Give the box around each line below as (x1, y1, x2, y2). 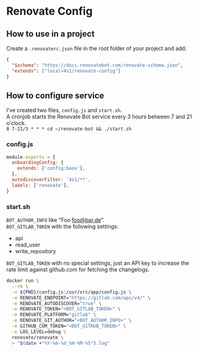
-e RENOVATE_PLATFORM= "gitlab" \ (12, 312, 97, 318)
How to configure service (6, 90, 104, 101)
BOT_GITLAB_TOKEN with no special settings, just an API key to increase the (6, 259, 189, 267)
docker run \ (6, 278, 39, 284)
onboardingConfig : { (12, 160, 64, 166)
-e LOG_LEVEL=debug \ (12, 328, 67, 335)
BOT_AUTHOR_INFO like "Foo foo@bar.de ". (6, 217, 105, 224)
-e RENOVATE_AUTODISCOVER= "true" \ (12, 300, 102, 306)
